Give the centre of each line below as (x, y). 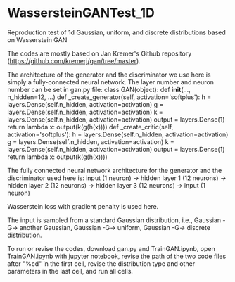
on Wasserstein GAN (37, 39)
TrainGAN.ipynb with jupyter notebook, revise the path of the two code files (117, 256)
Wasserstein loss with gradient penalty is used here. (83, 206)
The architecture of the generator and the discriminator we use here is (109, 75)
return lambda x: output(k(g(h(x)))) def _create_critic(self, (90, 127)
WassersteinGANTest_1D (81, 13)
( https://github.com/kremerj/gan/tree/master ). (74, 60)
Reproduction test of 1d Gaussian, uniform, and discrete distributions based (117, 32)
